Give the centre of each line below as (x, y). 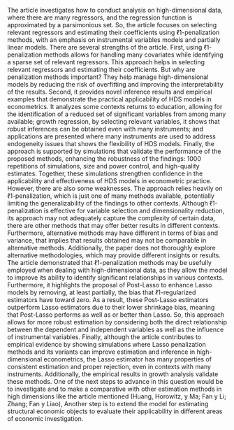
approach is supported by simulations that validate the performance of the (114, 151)
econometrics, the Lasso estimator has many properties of (127, 359)
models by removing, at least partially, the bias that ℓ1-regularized (102, 292)
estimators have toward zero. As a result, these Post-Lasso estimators (108, 300)
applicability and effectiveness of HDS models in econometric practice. (109, 181)
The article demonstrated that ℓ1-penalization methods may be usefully (109, 263)
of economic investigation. (45, 418)
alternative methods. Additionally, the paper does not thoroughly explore (111, 248)
